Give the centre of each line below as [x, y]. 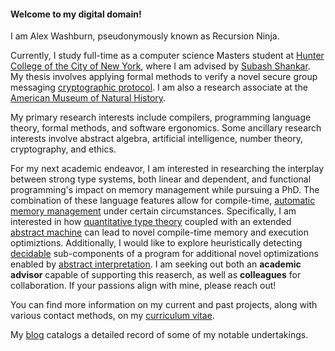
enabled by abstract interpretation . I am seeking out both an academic [156, 264]
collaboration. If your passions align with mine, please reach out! [143, 286]
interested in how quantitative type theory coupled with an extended [151, 222]
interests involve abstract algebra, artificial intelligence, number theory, [156, 139]
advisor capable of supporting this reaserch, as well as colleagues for [156, 275]
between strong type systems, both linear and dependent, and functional [161, 179]
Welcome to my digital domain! [76, 14]
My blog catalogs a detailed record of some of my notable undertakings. [159, 335]
